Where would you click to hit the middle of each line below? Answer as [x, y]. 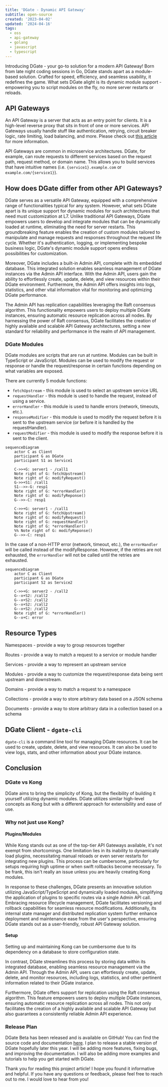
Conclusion [23, 768]
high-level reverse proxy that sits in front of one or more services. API [77, 126]
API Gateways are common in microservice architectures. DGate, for [75, 151]
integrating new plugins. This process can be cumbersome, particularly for [82, 861]
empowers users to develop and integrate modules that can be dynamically [83, 222]
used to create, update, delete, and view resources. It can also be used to [81, 747]
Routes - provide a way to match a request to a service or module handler [81, 655]
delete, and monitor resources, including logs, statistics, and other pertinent [83, 978]
